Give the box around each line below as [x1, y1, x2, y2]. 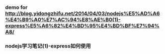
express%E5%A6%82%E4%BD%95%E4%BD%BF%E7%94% [5, 22, 160, 29]
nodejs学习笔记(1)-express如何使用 [5, 42, 91, 49]
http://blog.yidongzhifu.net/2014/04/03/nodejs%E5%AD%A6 [5, 10, 160, 17]
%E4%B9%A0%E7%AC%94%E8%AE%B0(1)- [5, 16, 121, 23]
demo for [5, 4, 28, 11]
